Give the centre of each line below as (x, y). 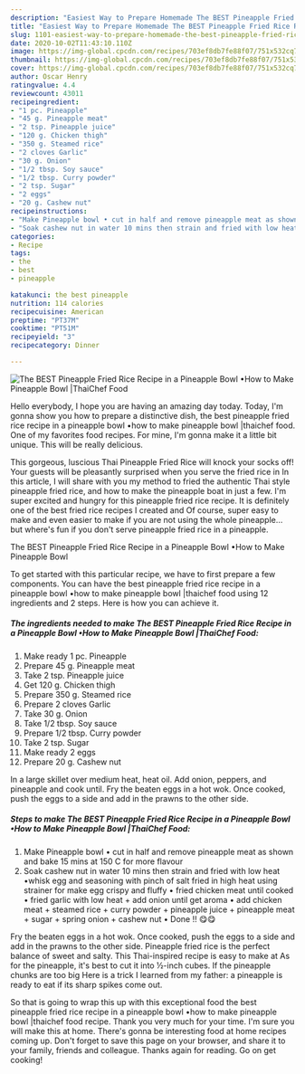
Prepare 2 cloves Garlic (67, 704)
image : (23, 52)
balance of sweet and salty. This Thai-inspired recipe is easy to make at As (150, 955)
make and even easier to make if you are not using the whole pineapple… (147, 519)
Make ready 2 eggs (59, 752)
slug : (20, 34)
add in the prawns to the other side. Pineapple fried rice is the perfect (140, 946)
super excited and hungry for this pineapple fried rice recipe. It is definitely (150, 500)
